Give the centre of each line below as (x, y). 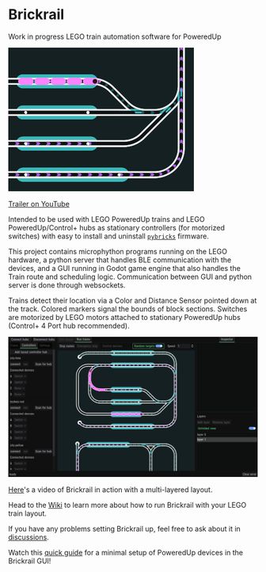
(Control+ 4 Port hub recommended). (69, 326)
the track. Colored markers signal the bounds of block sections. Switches (128, 309)
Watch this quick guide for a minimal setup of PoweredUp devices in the (126, 552)
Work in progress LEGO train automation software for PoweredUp (115, 36)
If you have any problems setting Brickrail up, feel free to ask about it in (125, 528)
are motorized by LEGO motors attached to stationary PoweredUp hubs (125, 317)
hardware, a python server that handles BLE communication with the (120, 260)
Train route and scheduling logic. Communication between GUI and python (130, 276)
